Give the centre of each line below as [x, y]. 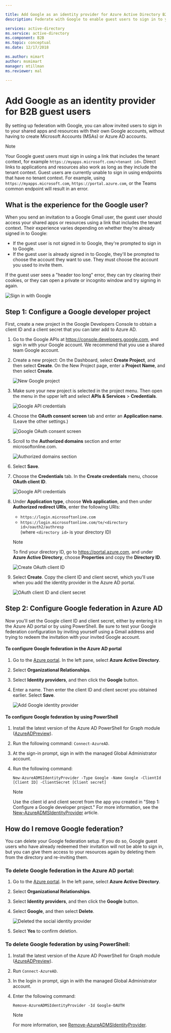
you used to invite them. [38, 265]
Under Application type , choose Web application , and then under [82, 501]
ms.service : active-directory [37, 33]
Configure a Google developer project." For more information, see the [85, 807]
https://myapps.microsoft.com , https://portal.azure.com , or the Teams [81, 183]
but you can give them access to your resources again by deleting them [80, 852]
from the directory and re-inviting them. [47, 857]
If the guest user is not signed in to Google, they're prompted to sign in [87, 244]
